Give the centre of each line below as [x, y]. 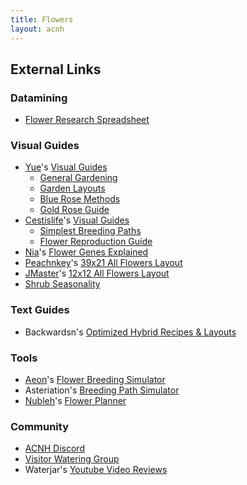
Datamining [39, 98]
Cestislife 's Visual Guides [77, 220]
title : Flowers [42, 19]
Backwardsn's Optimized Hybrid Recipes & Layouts [130, 332]
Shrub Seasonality [62, 284]
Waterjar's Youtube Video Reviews [96, 470]
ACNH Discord [54, 448]
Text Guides [40, 310]
